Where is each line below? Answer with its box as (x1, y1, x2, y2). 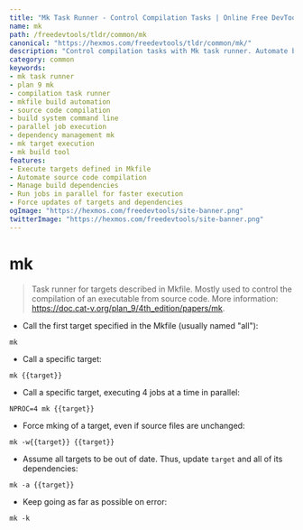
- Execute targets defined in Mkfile (9, 164, 151, 173)
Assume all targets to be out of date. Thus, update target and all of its (22, 453, 283, 464)
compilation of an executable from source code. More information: (31, 293, 279, 303)
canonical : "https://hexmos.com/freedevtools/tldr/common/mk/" (9, 38, 252, 48)
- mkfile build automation (9, 97, 111, 107)
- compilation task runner (9, 88, 111, 98)
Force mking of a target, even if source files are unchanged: (22, 420, 245, 431)
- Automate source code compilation (9, 172, 147, 181)
